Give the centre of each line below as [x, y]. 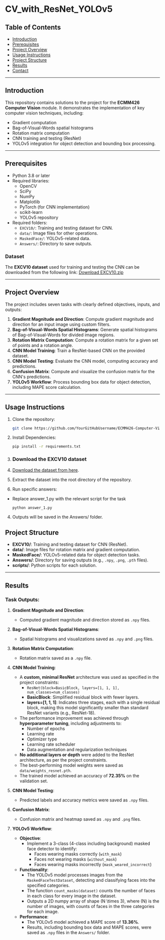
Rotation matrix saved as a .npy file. [56, 658]
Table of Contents [33, 27]
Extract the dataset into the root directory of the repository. [72, 480]
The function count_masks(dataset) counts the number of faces [91, 890]
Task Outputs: [22, 599]
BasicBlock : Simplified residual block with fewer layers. [83, 697]
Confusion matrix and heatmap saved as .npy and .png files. [80, 819]
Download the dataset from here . [46, 470]
